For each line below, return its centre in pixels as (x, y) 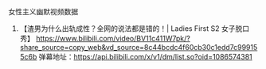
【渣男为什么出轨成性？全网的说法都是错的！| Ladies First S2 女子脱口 (134, 29)
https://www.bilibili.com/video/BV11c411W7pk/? (113, 38)
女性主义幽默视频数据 (43, 11)
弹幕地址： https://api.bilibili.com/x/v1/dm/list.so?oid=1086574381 (145, 57)
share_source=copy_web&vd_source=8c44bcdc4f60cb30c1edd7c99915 (139, 47)
